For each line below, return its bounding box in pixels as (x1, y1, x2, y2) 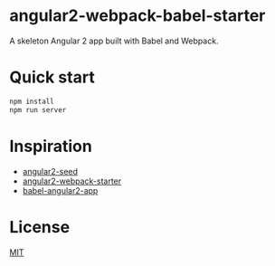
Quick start (9, 67, 95, 88)
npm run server (9, 105, 67, 114)
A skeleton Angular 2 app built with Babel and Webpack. (9, 35, 219, 46)
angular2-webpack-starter (22, 176, 122, 186)
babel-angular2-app (22, 185, 99, 195)
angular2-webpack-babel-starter (9, 5, 266, 26)
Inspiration (9, 136, 92, 157)
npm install (9, 97, 54, 106)
